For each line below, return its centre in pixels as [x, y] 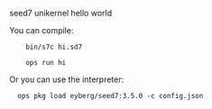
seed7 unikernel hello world [61, 13]
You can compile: [41, 30]
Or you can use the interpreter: [67, 79]
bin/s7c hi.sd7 [54, 47]
